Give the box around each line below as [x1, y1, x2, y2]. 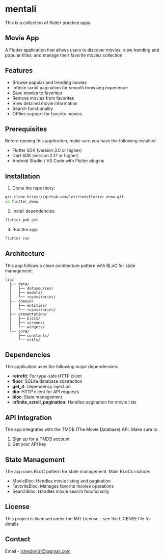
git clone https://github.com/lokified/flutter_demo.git [5, 195, 124, 200]
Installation [5, 172, 40, 180]
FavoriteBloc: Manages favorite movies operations [12, 483, 114, 489]
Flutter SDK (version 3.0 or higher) [12, 147, 82, 153]
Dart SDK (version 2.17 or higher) [12, 153, 79, 159]
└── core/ [9, 329, 29, 334]
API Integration [5, 413, 53, 422]
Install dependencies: [12, 208, 56, 214]
